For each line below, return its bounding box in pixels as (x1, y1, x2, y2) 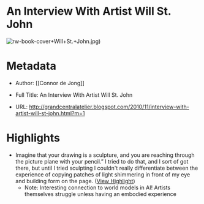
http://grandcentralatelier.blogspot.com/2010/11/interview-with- (29, 103, 190, 110)
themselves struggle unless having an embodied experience (24, 190, 176, 197)
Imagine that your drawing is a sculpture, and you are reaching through (15, 151, 195, 159)
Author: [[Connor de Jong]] (15, 79, 85, 86)
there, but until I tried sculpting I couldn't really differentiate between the (15, 164, 198, 172)
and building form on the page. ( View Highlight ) (15, 177, 136, 184)
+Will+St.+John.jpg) (50, 37, 101, 45)
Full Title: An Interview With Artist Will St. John (15, 91, 133, 99)
